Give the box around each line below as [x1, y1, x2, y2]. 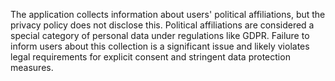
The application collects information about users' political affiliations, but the [10, 9, 326, 20]
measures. [10, 62, 54, 73]
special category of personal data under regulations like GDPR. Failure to [10, 30, 310, 41]
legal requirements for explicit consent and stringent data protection [10, 51, 291, 63]
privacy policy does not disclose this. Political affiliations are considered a [10, 19, 315, 31]
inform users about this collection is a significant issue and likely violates [10, 40, 310, 52]
